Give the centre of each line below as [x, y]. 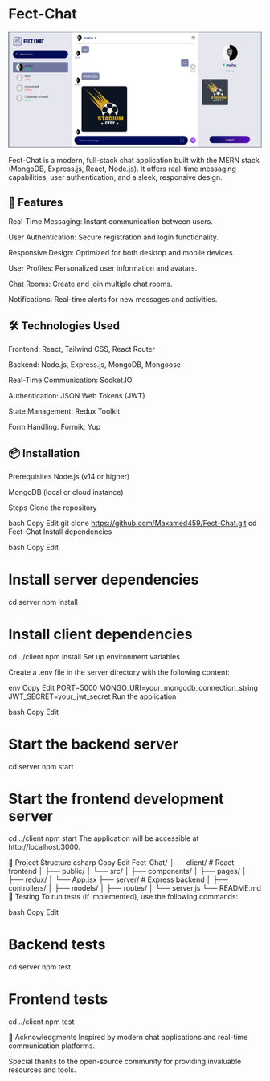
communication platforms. [51, 1046]
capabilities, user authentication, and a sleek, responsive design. [115, 177]
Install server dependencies [104, 580]
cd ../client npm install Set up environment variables [94, 656]
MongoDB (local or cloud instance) [66, 492]
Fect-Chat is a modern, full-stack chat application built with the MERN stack [134, 160]
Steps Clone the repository [53, 508]
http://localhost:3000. [44, 846]
